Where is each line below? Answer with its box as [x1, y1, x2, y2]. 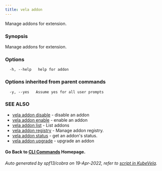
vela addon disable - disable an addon [12, 112, 90, 118]
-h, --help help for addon [9, 67, 69, 72]
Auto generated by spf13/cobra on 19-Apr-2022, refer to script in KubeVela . [5, 160, 158, 166]
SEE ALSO [5, 101, 30, 107]
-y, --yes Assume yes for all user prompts [9, 89, 104, 94]
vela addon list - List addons [12, 122, 69, 128]
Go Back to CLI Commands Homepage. [5, 149, 86, 155]
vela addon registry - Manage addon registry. [12, 128, 104, 133]
